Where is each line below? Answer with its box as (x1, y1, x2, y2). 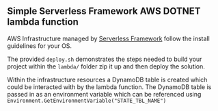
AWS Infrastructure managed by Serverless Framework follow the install (7, 34, 210, 42)
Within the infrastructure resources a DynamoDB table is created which (7, 75, 208, 84)
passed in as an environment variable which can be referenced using (7, 90, 202, 98)
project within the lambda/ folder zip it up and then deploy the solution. (7, 62, 205, 71)
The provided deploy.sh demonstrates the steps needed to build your (7, 55, 202, 63)
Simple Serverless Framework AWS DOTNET (7, 5, 201, 17)
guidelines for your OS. (7, 41, 72, 50)
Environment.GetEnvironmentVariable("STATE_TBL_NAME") (7, 97, 167, 104)
